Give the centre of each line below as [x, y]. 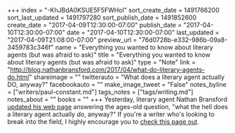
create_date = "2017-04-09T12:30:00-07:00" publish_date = [95, 25]
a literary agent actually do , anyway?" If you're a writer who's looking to [111, 114]
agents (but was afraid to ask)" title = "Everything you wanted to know [109, 55]
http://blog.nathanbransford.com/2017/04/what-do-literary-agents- [108, 70]
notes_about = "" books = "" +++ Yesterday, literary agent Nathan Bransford [117, 99]
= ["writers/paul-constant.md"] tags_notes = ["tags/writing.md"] [100, 92]
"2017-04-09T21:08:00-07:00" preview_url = [72, 40]
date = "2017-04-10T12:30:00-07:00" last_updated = [143, 32]
